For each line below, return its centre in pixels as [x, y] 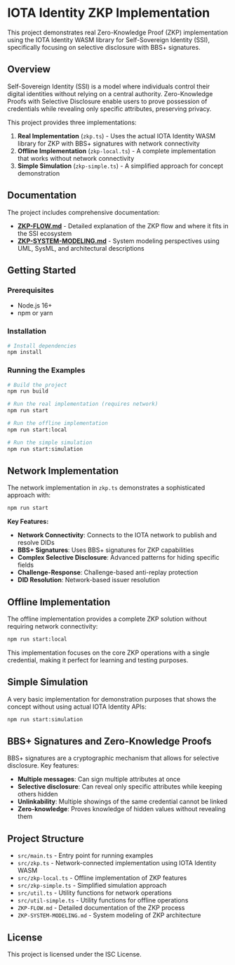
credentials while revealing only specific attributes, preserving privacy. [109, 109]
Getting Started [42, 270]
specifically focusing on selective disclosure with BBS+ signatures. [104, 47]
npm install [25, 353]
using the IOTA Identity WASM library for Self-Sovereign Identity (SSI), [109, 39]
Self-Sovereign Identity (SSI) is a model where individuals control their [109, 86]
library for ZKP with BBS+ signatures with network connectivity [108, 143]
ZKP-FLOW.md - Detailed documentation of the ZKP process [101, 908]
